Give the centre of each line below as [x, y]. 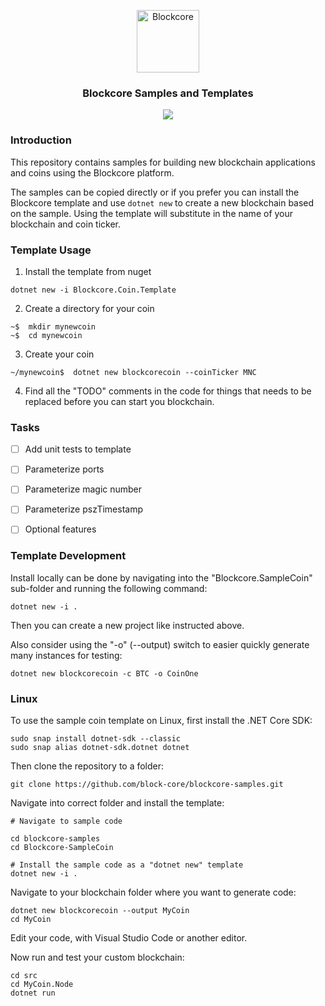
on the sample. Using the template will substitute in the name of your [152, 213]
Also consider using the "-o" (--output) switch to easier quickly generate [160, 644]
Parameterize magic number [83, 489]
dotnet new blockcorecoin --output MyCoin [100, 911]
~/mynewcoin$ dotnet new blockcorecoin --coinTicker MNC [133, 372]
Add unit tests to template [78, 449]
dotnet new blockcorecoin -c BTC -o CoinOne [104, 673]
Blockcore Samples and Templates [168, 93]
